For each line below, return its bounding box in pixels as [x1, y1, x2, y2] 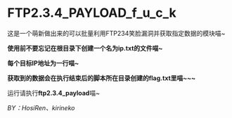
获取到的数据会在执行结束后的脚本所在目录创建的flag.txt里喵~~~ [7, 74, 196, 82]
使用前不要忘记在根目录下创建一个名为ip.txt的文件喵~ [7, 44, 163, 52]
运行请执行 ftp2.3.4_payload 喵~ [7, 88, 101, 97]
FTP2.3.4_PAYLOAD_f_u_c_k [7, 5, 177, 21]
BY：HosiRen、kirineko [7, 103, 75, 112]
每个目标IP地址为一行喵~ [7, 58, 79, 67]
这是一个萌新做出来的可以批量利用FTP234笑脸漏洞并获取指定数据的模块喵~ [7, 29, 226, 37]
